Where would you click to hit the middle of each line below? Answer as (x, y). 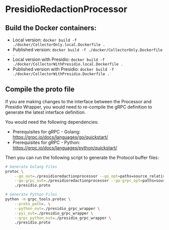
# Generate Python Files (31, 195)
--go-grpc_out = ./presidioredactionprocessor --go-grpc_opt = (78, 181)
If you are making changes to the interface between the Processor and (78, 101)
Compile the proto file (40, 89)
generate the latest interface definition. (46, 112)
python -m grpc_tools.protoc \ (38, 199)
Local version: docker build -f (45, 40)
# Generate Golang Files (31, 167)
